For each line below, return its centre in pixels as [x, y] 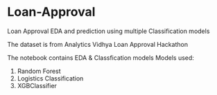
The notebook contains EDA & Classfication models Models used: [101, 57]
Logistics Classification [50, 78]
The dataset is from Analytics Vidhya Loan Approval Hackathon [98, 44]
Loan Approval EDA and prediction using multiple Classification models [108, 31]
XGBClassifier [37, 85]
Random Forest [39, 71]
